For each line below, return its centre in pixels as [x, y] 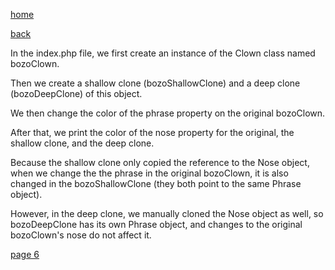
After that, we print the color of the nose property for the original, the [152, 132]
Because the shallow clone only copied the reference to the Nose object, [160, 162]
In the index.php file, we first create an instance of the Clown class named [163, 53]
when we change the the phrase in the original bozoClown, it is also [149, 173]
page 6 [25, 254]
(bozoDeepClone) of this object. [76, 93]
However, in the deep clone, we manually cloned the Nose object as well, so [167, 213]
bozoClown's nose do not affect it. [81, 235]
